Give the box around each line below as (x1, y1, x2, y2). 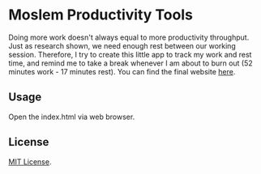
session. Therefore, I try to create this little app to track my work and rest (8, 49, 252, 59)
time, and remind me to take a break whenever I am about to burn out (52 (8, 58, 253, 68)
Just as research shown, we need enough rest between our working (8, 40, 237, 50)
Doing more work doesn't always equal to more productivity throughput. (8, 32, 250, 42)
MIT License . (8, 156, 52, 167)
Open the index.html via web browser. (8, 112, 135, 121)
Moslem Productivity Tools (8, 6, 193, 24)
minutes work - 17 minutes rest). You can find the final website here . (8, 66, 236, 76)
